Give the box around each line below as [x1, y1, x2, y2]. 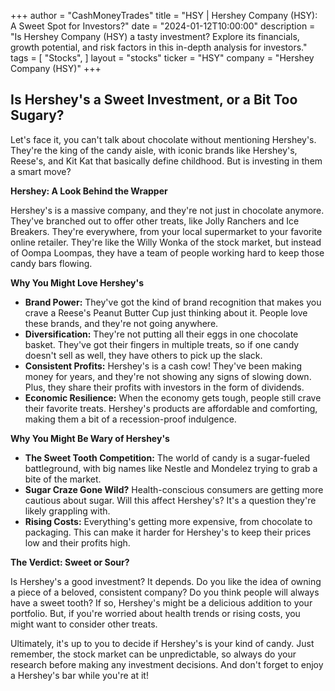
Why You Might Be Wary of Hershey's [10, 432, 170, 444]
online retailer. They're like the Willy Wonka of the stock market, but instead [10, 236, 322, 248]
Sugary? [10, 107, 65, 124]
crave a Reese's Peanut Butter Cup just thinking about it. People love [24, 306, 308, 319]
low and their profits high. [24, 536, 131, 549]
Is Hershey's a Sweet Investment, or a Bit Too [10, 91, 298, 109]
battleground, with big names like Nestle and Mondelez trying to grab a [24, 462, 318, 474]
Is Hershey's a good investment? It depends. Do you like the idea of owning [10, 575, 322, 587]
